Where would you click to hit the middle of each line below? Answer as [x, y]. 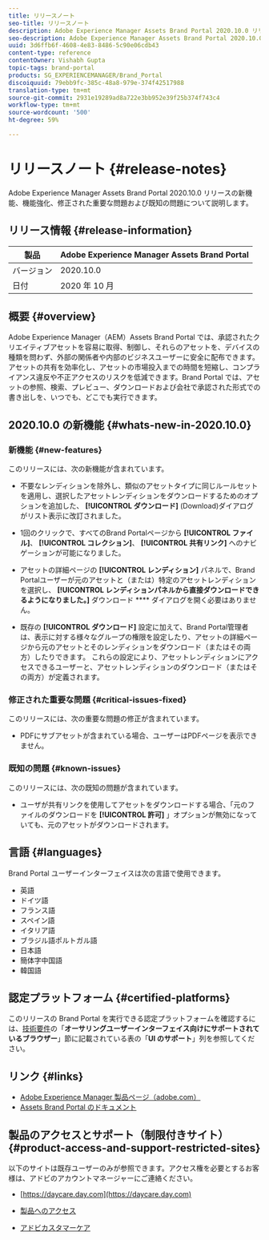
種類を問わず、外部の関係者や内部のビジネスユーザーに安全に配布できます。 [134, 357]
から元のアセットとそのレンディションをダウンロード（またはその [135, 647]
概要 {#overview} [52, 317]
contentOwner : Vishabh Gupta [57, 61]
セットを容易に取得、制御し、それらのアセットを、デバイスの [158, 347]
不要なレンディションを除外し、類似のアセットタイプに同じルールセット [139, 486]
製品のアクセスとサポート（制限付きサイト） [118, 1135]
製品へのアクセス [48, 1210]
